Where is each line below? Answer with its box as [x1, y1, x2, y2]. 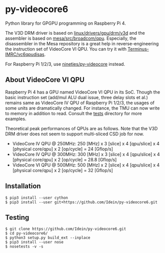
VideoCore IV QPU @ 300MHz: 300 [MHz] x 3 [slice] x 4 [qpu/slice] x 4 [12, 151, 160, 157]
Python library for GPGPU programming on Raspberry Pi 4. [5, 20, 126, 26]
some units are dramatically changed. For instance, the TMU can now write [5, 105, 160, 111]
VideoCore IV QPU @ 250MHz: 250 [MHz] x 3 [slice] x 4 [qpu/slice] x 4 [12, 140, 160, 146]
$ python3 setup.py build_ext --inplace [5, 235, 91, 240]
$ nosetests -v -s [5, 244, 43, 249]
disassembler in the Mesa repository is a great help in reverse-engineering [5, 40, 159, 46]
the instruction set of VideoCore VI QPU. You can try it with [5, 46, 126, 52]
